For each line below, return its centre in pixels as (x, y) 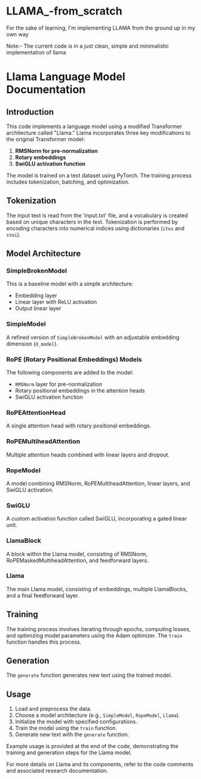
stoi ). (14, 234)
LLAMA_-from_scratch (64, 11)
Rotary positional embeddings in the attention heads (80, 391)
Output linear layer (38, 309)
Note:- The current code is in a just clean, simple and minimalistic (88, 46)
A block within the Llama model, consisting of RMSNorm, (77, 554)
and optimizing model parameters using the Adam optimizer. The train (94, 635)
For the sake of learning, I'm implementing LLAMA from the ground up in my (101, 28)
